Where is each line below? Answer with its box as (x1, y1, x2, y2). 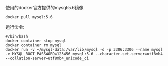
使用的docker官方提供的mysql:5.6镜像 (5, 5, 84, 10)
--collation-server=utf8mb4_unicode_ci (5, 56, 89, 61)
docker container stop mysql (5, 38, 66, 43)
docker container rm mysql (5, 43, 62, 48)
